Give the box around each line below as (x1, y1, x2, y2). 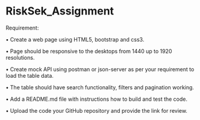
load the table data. (5, 72, 54, 79)
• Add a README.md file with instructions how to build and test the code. (5, 95, 188, 103)
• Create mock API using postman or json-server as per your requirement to (5, 65, 195, 73)
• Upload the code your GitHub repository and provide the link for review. (5, 107, 188, 114)
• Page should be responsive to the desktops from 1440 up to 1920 (5, 47, 172, 55)
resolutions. (5, 54, 35, 61)
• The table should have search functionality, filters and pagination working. (5, 83, 194, 91)
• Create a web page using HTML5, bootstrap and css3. (5, 36, 145, 43)
